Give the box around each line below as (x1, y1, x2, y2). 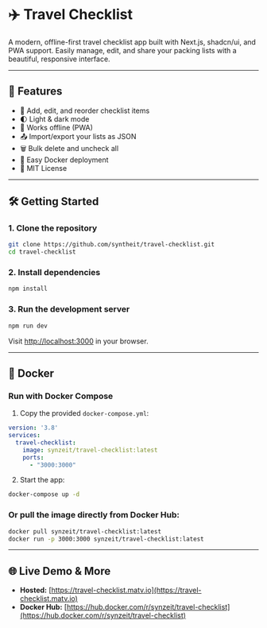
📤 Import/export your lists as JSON (19, 131, 137, 141)
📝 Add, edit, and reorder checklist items (19, 106, 150, 115)
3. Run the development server (8, 304, 130, 315)
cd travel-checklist (8, 248, 77, 256)
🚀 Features (8, 84, 63, 99)
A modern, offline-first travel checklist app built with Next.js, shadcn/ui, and (8, 37, 257, 47)
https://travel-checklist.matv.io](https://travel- (51, 585, 202, 595)
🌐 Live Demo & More (8, 564, 111, 578)
